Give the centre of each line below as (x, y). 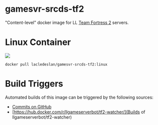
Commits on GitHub (32, 106)
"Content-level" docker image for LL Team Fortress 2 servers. (67, 22)
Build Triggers (34, 84)
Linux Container (38, 42)
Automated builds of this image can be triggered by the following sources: (79, 97)
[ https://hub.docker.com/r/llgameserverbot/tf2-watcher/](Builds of (79, 112)
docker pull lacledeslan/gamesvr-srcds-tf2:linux (56, 64)
